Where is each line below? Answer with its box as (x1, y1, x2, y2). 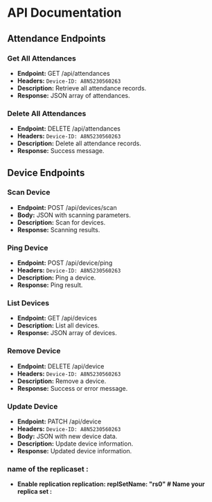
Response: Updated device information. (17, 447, 132, 455)
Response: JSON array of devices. (17, 329, 117, 337)
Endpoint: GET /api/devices (17, 314, 97, 323)
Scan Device (7, 188, 51, 197)
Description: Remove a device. (17, 377, 107, 385)
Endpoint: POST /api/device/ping (17, 259, 113, 267)
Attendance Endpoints (7, 33, 106, 44)
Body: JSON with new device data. (17, 432, 118, 441)
